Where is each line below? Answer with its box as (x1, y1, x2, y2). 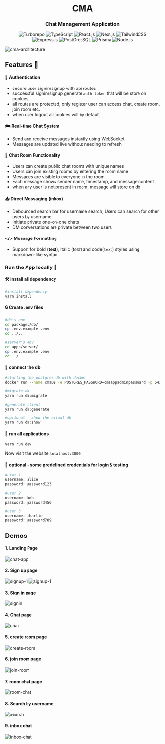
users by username (12, 213, 52, 219)
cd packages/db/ (5, 322, 38, 327)
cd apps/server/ (5, 345, 38, 350)
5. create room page (5, 634, 47, 640)
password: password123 (5, 482, 52, 487)
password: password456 (5, 500, 52, 505)
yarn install (5, 294, 32, 298)
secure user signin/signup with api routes (12, 86, 96, 91)
